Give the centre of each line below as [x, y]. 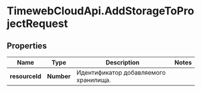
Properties [27, 46]
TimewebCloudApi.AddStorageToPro [101, 11]
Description [123, 62]
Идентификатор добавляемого [121, 73]
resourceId [26, 76]
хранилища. [93, 80]
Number [59, 76]
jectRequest [37, 24]
